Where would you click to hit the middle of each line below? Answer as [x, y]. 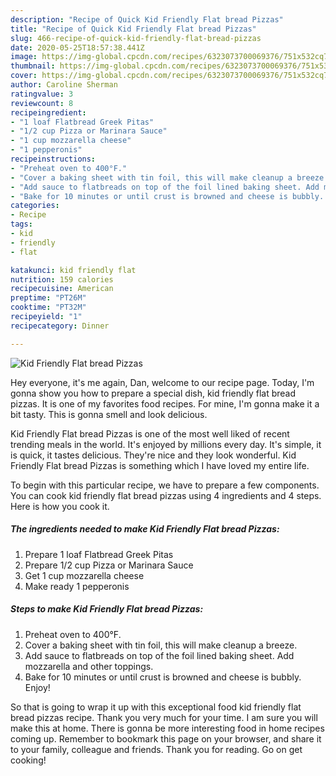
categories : [35, 206]
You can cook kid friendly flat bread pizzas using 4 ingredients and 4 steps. [166, 495]
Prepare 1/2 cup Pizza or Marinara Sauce [109, 565]
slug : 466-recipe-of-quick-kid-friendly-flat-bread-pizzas [136, 38]
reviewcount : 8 [42, 103]
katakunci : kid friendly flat [73, 270]
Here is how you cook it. [60, 506]
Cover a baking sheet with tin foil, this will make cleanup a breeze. [161, 645]
